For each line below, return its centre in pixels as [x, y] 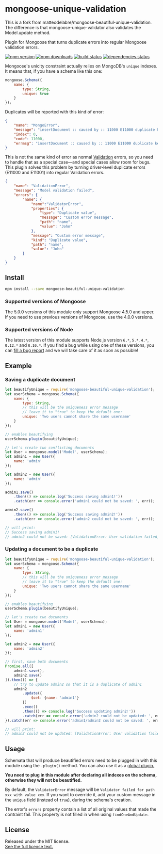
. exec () [30, 707]
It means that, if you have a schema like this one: [54, 71]
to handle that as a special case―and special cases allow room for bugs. [78, 162]
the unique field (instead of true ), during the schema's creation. [68, 800]
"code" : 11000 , [29, 139]
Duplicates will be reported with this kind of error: [55, 112]
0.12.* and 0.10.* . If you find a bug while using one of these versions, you [80, 345]
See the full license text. [29, 846]
